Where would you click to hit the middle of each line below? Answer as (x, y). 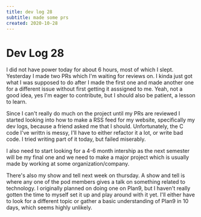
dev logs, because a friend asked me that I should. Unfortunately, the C (95, 126)
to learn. (17, 102)
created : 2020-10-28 (32, 23)
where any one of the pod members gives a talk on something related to (96, 182)
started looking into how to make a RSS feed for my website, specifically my (101, 120)
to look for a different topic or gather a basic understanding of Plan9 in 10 (97, 201)
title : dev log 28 (29, 12)
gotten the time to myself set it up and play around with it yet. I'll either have (101, 195)
